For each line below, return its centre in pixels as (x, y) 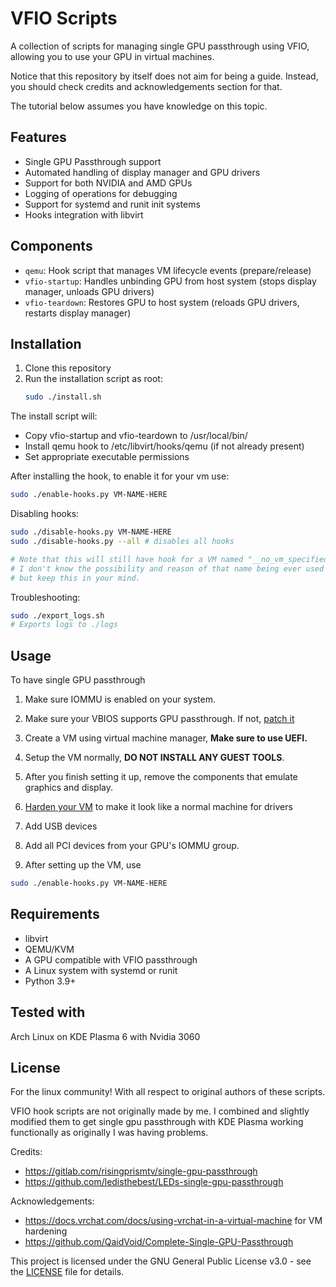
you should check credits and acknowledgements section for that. (146, 86)
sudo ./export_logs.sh (57, 615)
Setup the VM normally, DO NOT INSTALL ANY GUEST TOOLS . (154, 758)
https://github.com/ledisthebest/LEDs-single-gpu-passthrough (154, 1182)
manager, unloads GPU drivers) (89, 291)
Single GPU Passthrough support (93, 161)
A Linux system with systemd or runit (101, 970)
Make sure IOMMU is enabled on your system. (120, 699)
